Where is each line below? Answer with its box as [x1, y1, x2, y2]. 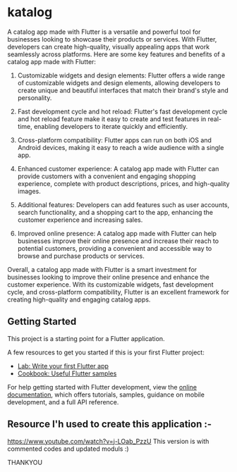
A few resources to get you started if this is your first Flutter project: [7, 348, 205, 356]
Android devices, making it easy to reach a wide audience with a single [17, 143, 224, 151]
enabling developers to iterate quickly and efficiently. [34, 122, 188, 130]
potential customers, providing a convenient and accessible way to [17, 244, 212, 252]
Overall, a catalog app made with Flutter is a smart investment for [7, 265, 197, 273]
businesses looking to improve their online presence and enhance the [7, 273, 209, 281]
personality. [17, 93, 52, 102]
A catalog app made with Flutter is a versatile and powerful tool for [7, 27, 201, 36]
